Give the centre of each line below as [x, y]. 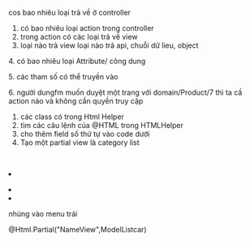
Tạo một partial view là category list [80, 142]
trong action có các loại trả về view [79, 37]
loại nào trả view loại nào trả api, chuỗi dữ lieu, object [109, 45]
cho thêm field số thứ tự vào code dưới [85, 134]
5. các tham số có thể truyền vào [63, 76]
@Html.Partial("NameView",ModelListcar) [78, 229]
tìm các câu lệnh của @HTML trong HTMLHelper [102, 125]
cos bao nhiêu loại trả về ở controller [70, 13]
